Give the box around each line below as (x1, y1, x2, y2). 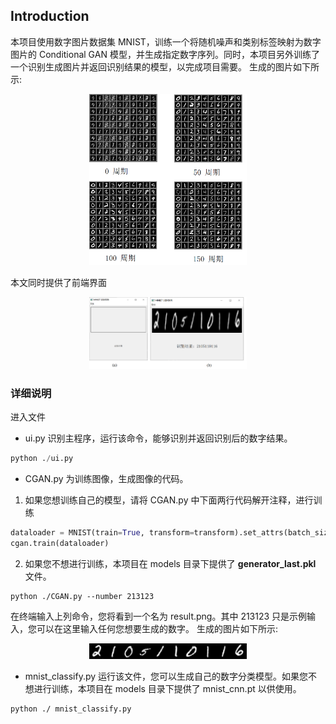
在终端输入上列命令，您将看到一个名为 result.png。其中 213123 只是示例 (10, 610, 308, 623)
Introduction (10, 8, 90, 25)
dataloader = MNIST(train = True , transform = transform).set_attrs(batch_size (10, 528, 333, 538)
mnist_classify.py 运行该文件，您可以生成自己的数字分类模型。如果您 (24, 670, 309, 683)
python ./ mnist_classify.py (10, 704, 132, 714)
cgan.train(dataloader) (10, 539, 110, 549)
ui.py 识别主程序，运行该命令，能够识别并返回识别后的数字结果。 (24, 432, 293, 444)
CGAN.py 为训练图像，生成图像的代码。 (24, 473, 189, 485)
